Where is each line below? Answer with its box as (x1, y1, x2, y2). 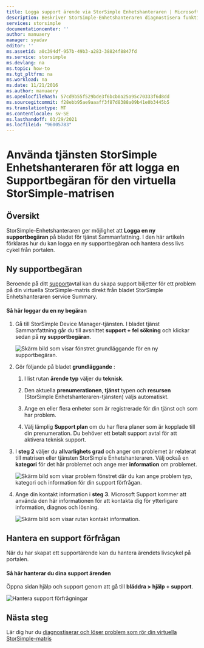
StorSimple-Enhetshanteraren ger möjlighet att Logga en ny (6, 227, 156, 234)
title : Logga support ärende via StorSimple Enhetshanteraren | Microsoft (6, 9, 200, 15)
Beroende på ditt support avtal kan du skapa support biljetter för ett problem (6, 280, 196, 287)
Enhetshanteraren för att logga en (6, 161, 180, 175)
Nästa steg (6, 612, 49, 622)
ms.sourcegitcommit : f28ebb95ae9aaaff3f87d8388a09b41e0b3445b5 (6, 99, 170, 105)
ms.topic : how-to (6, 65, 50, 72)
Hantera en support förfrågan (6, 533, 120, 544)
